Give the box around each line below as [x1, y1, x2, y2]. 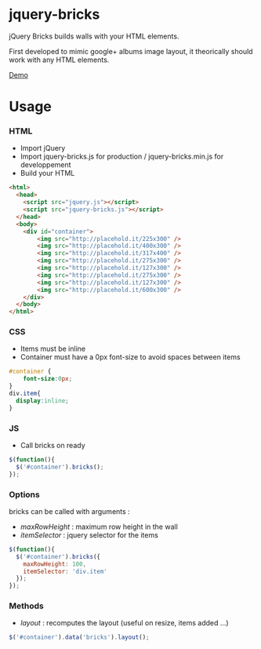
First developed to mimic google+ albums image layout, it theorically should [9, 46, 253, 56]
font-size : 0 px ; [23, 375, 73, 383]
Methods [9, 600, 44, 611]
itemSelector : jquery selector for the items [20, 530, 159, 539]
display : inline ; [16, 396, 69, 405]
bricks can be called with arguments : [9, 506, 130, 516]
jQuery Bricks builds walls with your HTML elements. [9, 31, 179, 41]
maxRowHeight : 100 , [23, 560, 87, 568]
